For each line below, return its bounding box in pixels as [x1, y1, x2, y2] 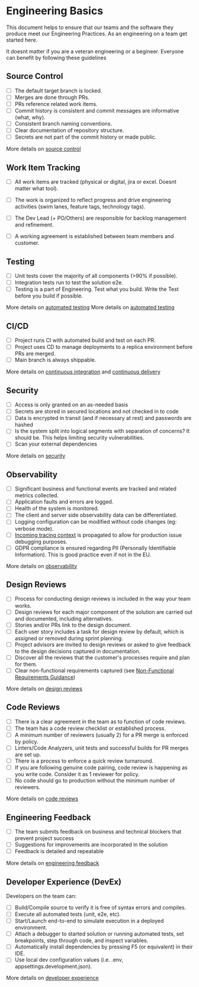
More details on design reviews [6, 685, 83, 692]
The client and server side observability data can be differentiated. [14, 511, 178, 519]
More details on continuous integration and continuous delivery [6, 368, 161, 376]
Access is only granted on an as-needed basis [14, 401, 129, 408]
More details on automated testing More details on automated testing [6, 304, 175, 311]
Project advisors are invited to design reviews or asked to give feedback [14, 641, 191, 648]
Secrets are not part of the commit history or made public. [14, 133, 157, 140]
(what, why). [14, 114, 46, 121]
